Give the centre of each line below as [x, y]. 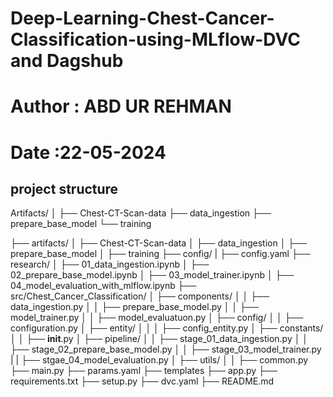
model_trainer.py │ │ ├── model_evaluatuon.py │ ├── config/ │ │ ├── [157, 318]
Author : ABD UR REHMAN [121, 106]
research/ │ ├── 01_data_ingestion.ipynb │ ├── [110, 264]
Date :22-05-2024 [88, 152]
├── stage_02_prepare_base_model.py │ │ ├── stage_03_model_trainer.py [166, 349]
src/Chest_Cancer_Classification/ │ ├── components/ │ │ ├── [140, 296]
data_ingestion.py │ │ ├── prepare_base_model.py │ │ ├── [134, 307]
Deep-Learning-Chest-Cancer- [142, 18]
